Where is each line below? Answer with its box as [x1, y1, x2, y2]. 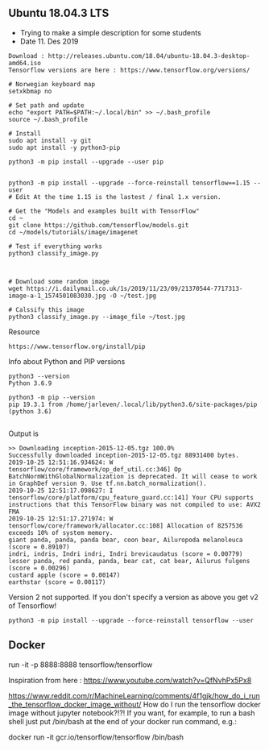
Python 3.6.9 [8, 379, 52, 387]
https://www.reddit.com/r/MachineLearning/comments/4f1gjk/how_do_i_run [8, 690, 260, 700]
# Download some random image [8, 277, 110, 285]
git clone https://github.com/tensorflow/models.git [8, 221, 189, 229]
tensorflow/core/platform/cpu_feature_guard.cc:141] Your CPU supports [8, 493, 254, 502]
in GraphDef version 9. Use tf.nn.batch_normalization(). [8, 479, 207, 487]
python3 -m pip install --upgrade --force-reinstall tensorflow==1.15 [8, 179, 250, 187]
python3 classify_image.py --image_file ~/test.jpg [8, 313, 185, 321]
